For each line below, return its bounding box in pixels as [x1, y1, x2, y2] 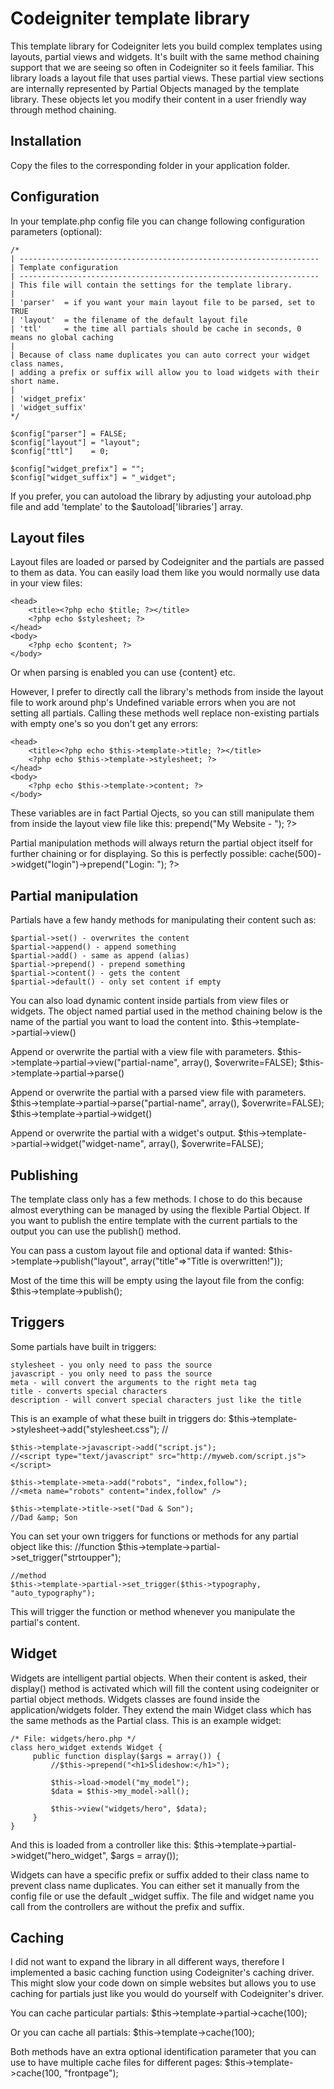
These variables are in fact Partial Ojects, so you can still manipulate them [10, 807, 315, 819]
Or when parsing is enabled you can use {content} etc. [10, 667, 236, 679]
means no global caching [10, 332, 114, 342]
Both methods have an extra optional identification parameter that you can [10, 2046, 317, 2058]
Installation [10, 133, 82, 150]
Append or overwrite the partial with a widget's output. [10, 1127, 237, 1139]
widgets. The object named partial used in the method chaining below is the [10, 1005, 323, 1017]
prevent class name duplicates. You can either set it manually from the [10, 1879, 300, 1891]
